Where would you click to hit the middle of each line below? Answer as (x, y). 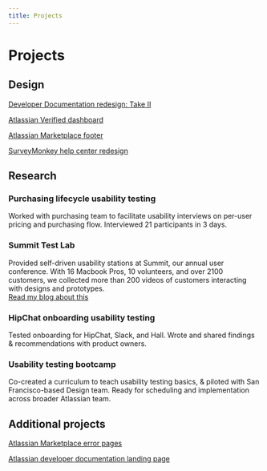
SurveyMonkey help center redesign (68, 151)
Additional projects (57, 424)
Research (33, 176)
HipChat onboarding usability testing (82, 317)
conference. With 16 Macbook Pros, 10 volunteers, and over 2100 (116, 271)
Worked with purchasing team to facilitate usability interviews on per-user (130, 216)
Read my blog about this (49, 296)
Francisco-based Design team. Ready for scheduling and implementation (129, 390)
